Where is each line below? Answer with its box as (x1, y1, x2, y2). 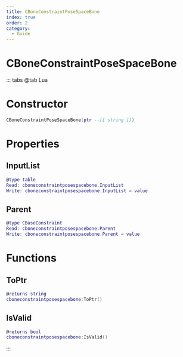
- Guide (11, 31, 31, 37)
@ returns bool (6, 329, 42, 335)
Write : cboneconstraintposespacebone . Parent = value (6, 231, 140, 238)
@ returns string (6, 291, 46, 297)
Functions (6, 251, 57, 265)
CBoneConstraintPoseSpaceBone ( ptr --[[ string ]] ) (6, 117, 135, 123)
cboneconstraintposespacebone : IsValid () (6, 334, 108, 340)
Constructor (6, 97, 69, 111)
